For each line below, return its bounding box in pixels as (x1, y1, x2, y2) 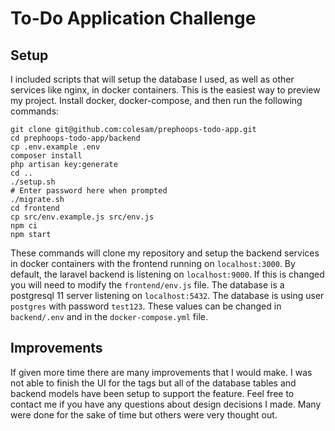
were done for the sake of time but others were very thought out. (10, 408, 278, 421)
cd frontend (10, 203, 60, 213)
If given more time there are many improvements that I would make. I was (10, 366, 313, 378)
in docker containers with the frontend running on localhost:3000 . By (10, 258, 296, 269)
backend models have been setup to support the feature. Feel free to (10, 387, 295, 399)
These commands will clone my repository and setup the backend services (10, 247, 320, 259)
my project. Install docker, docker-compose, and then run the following (10, 95, 303, 106)
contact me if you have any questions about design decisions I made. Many (10, 398, 322, 410)
